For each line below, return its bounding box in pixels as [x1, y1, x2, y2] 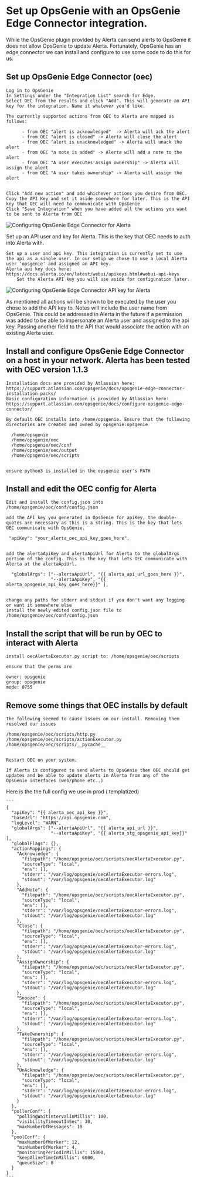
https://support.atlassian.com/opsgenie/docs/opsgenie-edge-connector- [6, 386, 185, 391]
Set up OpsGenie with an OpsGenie [6, 4, 181, 18]
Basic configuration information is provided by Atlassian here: [6, 396, 169, 401]
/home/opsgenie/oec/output [11, 447, 77, 453]
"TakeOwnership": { [16, 1031, 64, 1037]
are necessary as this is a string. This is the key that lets [24, 520, 182, 526]
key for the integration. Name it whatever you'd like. [6, 103, 145, 109]
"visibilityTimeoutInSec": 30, [16, 1119, 93, 1125]
